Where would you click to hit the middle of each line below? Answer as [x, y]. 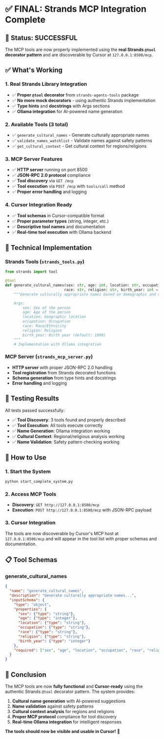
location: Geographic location [54, 317]
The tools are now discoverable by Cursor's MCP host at [62, 533]
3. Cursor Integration [30, 523]
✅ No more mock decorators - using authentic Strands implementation [84, 100]
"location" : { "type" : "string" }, [52, 623]
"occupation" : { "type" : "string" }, [54, 628]
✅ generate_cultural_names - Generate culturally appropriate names [81, 135]
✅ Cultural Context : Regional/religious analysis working [68, 436]
